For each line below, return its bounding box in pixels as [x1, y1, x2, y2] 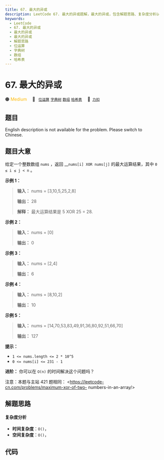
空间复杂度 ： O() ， [12, 432, 49, 438]
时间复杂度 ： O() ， [12, 426, 49, 432]
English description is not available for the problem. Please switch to [5, 127, 143, 132]
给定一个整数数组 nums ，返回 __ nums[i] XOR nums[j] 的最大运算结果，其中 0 [5, 161, 158, 167]
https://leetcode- [70, 379, 104, 384]
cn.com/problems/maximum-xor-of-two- [5, 384, 87, 390]
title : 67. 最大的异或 [5, 7, 48, 12]
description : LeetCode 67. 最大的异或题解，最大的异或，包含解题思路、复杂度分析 [5, 12, 157, 17]
